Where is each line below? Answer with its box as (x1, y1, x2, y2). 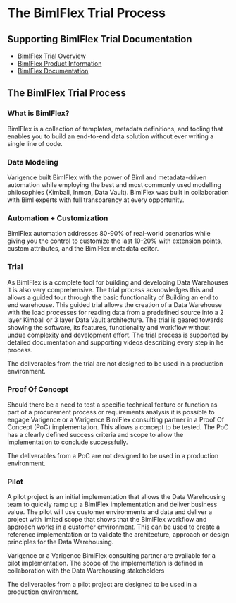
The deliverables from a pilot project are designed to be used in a (7, 580, 197, 589)
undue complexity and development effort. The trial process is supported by (7, 330, 229, 339)
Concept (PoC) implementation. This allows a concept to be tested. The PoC (7, 422, 229, 431)
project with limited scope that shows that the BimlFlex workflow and (7, 515, 207, 524)
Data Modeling (7, 157, 58, 167)
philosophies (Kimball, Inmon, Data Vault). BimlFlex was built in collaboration (7, 188, 229, 196)
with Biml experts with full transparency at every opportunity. (7, 196, 185, 204)
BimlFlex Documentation (17, 67, 89, 75)
